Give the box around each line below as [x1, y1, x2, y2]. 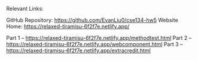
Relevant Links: [6, 5, 44, 12]
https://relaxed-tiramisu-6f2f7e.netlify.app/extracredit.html [6, 47, 151, 54]
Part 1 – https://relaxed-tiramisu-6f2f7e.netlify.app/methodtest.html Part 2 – [6, 34, 192, 41]
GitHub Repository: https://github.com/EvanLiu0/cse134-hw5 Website [6, 17, 178, 23]
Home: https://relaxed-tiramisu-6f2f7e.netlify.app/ [6, 23, 130, 30]
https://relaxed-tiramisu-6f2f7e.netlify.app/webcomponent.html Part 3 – [6, 41, 183, 48]
